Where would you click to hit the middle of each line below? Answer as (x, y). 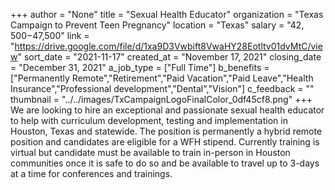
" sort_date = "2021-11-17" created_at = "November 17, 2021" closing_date (169, 57)
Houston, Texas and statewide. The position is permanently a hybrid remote (166, 131)
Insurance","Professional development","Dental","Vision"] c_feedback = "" (162, 88)
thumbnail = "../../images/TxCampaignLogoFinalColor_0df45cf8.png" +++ (161, 99)
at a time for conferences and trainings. (91, 173)
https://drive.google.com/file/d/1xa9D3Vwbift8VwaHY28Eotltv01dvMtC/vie (168, 46)
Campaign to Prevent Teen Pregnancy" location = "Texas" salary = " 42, (157, 25)
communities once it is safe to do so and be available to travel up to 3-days (165, 163)
